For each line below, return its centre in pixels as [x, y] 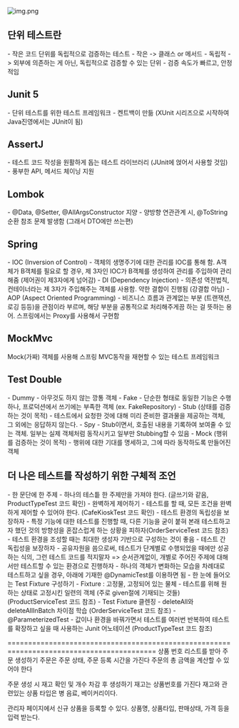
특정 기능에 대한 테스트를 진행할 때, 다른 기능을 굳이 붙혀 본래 [116, 521]
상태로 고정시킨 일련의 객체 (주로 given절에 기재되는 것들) [100, 592]
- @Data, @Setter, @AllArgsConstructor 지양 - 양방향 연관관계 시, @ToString [118, 212]
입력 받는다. [24, 717]
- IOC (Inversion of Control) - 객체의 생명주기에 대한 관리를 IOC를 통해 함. [111, 262]
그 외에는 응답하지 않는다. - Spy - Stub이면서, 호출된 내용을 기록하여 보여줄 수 [116, 424]
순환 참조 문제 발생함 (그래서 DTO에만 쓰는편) [70, 221]
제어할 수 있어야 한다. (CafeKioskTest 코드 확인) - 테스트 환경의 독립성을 [121, 512]
